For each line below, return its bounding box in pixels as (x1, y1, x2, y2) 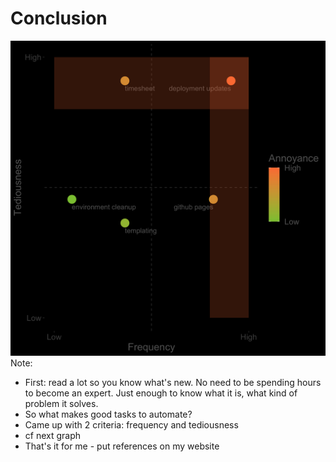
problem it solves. (24, 397, 99, 409)
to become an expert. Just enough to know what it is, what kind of (24, 387, 298, 399)
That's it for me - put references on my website (24, 440, 220, 452)
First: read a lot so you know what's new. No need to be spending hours (24, 376, 322, 388)
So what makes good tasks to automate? (24, 408, 193, 420)
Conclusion (10, 7, 108, 30)
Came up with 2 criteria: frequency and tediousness (24, 418, 239, 431)
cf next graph (24, 429, 82, 441)
